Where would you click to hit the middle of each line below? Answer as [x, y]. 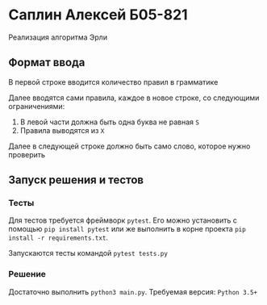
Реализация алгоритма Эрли [58, 37]
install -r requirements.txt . [58, 238]
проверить [27, 154]
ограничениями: [37, 106]
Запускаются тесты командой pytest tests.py [88, 253]
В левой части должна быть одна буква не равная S [110, 122]
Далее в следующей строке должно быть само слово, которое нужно [129, 146]
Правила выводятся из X [62, 130]
